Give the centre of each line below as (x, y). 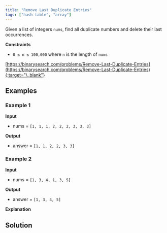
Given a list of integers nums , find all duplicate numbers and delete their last (84, 29)
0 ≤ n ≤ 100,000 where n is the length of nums (60, 54)
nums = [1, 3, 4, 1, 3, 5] (42, 180)
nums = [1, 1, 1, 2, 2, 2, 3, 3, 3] (52, 126)
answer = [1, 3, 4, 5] (37, 199)
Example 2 (19, 159)
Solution (19, 225)
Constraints (18, 44)
